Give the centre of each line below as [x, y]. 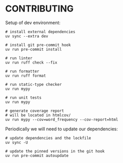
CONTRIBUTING [40, 9]
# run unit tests [23, 98]
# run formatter [22, 71]
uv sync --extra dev [27, 36]
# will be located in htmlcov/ [38, 115]
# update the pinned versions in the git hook [55, 151]
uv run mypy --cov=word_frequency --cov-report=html [62, 119]
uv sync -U [17, 142]
